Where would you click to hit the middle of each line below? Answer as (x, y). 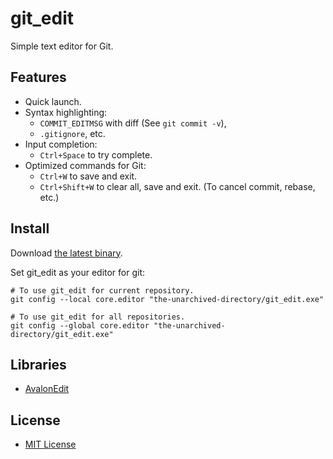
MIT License (50, 444)
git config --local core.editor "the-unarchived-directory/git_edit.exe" (167, 299)
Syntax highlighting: (66, 112)
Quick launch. (53, 101)
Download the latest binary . (66, 253)
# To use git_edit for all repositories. (98, 317)
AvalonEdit (47, 389)
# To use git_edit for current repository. (102, 290)
